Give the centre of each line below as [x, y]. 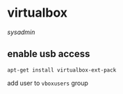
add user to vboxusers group [48, 83]
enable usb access [49, 54]
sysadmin [21, 32]
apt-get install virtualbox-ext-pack [62, 70]
